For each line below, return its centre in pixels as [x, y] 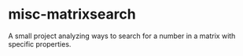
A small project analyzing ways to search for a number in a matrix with [122, 36]
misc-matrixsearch [72, 14]
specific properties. [40, 44]
